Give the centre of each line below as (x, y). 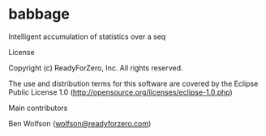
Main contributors (38, 108)
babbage (39, 14)
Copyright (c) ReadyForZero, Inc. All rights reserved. (96, 68)
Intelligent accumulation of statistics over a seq (87, 36)
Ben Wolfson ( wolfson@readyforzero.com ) (80, 123)
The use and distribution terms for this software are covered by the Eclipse (133, 83)
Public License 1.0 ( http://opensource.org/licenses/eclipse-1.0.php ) (120, 92)
